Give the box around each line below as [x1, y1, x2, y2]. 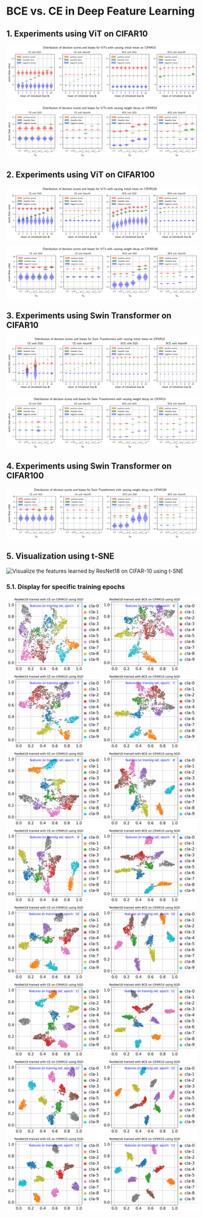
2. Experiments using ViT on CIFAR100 [6, 170, 155, 180]
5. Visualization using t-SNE [6, 551, 114, 562]
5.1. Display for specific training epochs [6, 582, 125, 591]
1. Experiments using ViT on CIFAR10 [6, 29, 148, 39]
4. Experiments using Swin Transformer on [6, 461, 172, 472]
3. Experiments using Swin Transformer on [6, 310, 172, 320]
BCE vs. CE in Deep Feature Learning [6, 4, 195, 18]
